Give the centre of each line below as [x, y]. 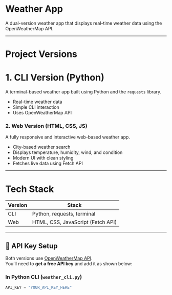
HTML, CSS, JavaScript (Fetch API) [74, 222]
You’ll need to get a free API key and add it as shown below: [69, 264]
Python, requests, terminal [64, 214]
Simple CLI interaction [36, 107]
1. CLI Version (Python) [55, 78]
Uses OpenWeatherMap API [42, 113]
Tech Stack [30, 189]
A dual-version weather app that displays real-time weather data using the [84, 23]
